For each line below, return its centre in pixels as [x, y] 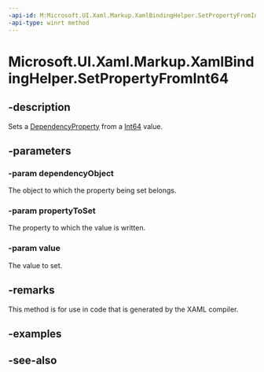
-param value [34, 249]
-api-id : [22, 15]
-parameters [40, 151]
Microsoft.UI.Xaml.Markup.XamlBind [131, 62]
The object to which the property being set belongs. [92, 190]
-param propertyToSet [52, 211]
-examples [35, 334]
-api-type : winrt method [49, 23]
